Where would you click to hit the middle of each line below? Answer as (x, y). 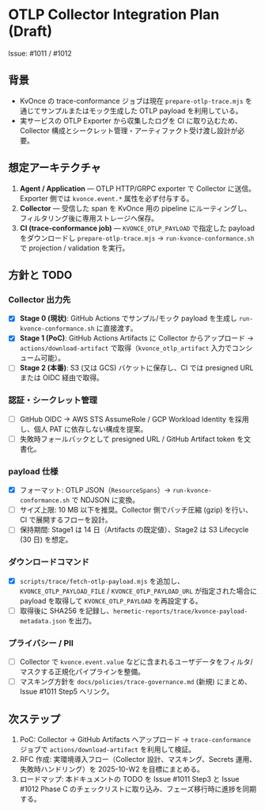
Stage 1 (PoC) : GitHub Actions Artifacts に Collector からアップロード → (137, 338)
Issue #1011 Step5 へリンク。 (66, 691)
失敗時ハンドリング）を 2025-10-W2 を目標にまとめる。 (112, 769)
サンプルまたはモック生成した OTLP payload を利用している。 (142, 110)
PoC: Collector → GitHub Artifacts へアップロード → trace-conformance (135, 739)
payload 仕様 (33, 471)
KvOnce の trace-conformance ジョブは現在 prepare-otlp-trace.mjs (131, 101)
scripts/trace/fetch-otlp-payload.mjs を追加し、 (102, 581)
